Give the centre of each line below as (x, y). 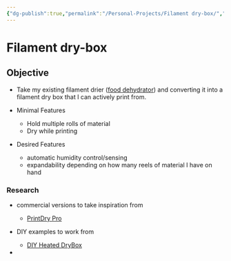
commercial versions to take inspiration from (80, 205)
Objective (28, 73)
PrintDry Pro (44, 218)
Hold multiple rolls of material (69, 123)
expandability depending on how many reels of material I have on (119, 165)
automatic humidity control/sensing (77, 157)
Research (23, 190)
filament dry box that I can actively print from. (81, 96)
